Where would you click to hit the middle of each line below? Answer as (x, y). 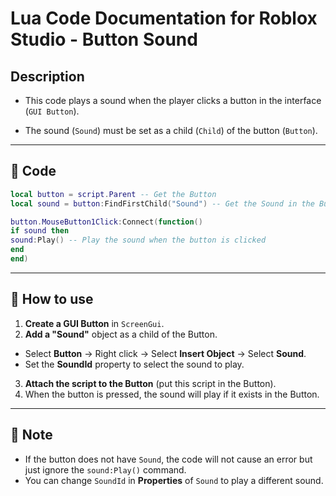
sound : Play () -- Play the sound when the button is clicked (138, 240)
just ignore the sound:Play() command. (105, 469)
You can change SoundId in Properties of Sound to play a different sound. (174, 480)
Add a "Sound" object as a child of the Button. (121, 334)
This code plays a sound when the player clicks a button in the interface (173, 100)
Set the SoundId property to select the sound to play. (134, 364)
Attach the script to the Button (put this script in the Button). (150, 383)
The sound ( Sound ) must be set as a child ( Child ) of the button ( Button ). (171, 130)
